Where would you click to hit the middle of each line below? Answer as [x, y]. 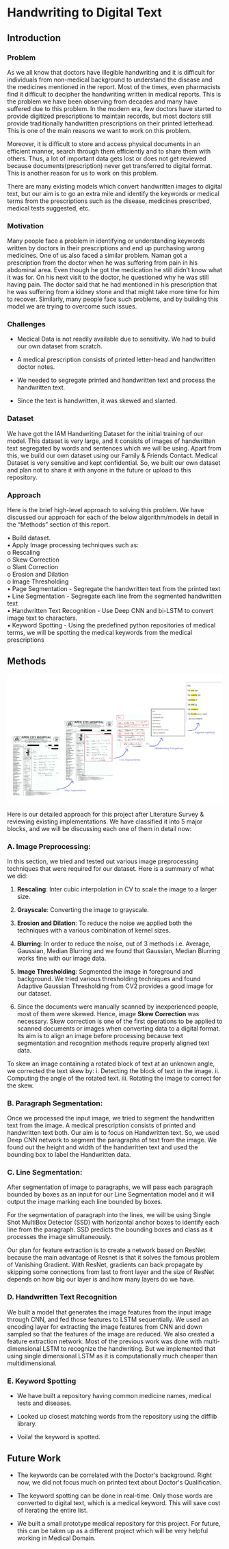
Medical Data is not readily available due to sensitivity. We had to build [116, 339]
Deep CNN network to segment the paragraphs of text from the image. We [112, 1140]
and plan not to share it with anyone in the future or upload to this [99, 470]
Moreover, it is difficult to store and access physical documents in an [104, 144]
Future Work [34, 1458]
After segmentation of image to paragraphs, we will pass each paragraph [110, 1187]
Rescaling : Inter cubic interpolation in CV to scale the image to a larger [117, 889]
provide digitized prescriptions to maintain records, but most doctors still [109, 116]
